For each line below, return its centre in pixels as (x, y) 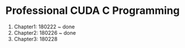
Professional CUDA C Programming (93, 11)
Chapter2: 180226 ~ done (45, 32)
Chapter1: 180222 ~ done (44, 27)
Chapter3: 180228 (36, 39)
